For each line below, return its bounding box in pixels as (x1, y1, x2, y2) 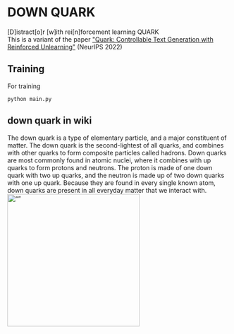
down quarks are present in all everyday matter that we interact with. (7, 186, 207, 194)
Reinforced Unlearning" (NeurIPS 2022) (7, 42, 123, 51)
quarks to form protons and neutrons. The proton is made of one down (7, 163, 213, 172)
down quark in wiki (7, 114, 92, 127)
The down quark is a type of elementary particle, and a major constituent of (7, 133, 227, 142)
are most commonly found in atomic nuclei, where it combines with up (7, 156, 211, 165)
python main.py (7, 95, 52, 102)
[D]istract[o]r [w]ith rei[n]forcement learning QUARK (7, 28, 159, 36)
